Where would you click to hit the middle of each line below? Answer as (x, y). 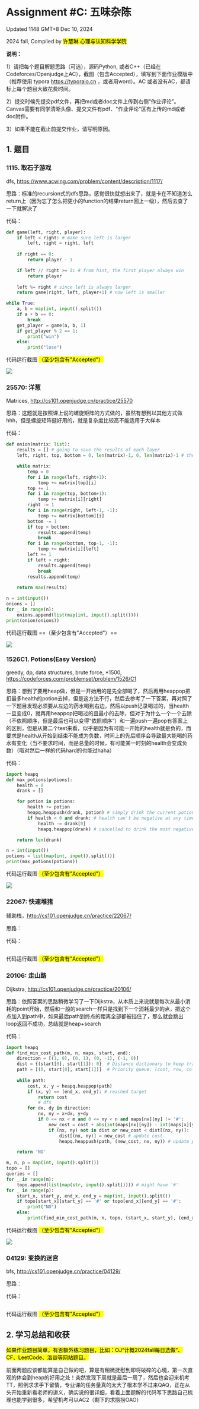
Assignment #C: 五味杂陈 (69, 12)
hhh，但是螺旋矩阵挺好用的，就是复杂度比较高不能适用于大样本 (84, 421)
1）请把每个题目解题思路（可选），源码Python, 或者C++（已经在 (84, 67)
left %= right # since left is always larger (74, 287)
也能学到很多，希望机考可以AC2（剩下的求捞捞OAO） (76, 1400)
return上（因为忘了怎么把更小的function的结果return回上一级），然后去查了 (97, 201)
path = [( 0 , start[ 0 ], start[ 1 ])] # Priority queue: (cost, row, (100, 1070)
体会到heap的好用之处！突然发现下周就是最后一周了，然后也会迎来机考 (103, 1378)
